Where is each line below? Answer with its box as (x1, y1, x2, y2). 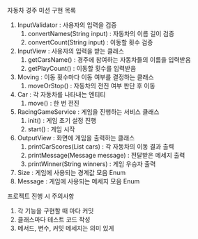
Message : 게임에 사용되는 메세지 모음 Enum (17, 177, 140, 186)
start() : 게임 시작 (27, 125, 75, 133)
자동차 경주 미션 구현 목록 (7, 6, 77, 14)
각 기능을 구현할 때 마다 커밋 (17, 207, 94, 215)
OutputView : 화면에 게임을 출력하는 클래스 (17, 134, 135, 142)
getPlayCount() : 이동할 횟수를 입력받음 (27, 65, 137, 72)
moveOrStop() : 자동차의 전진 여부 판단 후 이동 (27, 82, 155, 90)
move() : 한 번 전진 (27, 99, 80, 107)
